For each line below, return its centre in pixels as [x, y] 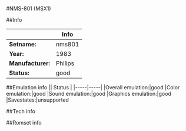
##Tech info [21, 111]
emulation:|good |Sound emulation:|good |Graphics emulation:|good [89, 94]
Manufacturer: [30, 63]
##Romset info [24, 122]
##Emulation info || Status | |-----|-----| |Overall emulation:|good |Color [93, 87]
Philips [65, 63]
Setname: [23, 44]
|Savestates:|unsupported [38, 100]
